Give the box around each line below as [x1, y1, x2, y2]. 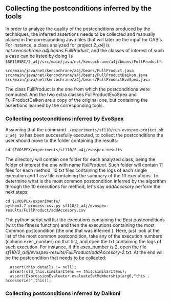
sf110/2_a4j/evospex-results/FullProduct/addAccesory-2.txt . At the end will [5, 249, 164, 255]
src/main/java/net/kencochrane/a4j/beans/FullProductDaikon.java [5, 73, 147, 78]
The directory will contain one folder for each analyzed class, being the [5, 156, 156, 162]
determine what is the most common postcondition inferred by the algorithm [5, 178, 166, 184]
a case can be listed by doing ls [5, 53, 73, 59]
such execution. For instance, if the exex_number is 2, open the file [5, 244, 147, 250]
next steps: [5, 189, 29, 195]
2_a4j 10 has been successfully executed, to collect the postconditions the [5, 132, 164, 138]
